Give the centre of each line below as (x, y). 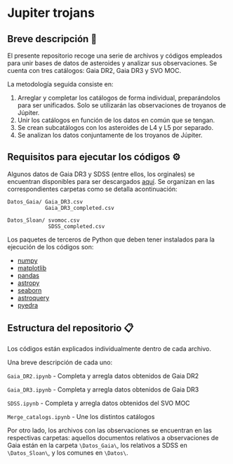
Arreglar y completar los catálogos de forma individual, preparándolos (119, 98)
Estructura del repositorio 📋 (71, 328)
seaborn (29, 290)
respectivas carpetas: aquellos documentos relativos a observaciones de (113, 437)
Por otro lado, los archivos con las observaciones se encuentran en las (109, 430)
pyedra (28, 305)
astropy (28, 283)
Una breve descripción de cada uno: (60, 362)
